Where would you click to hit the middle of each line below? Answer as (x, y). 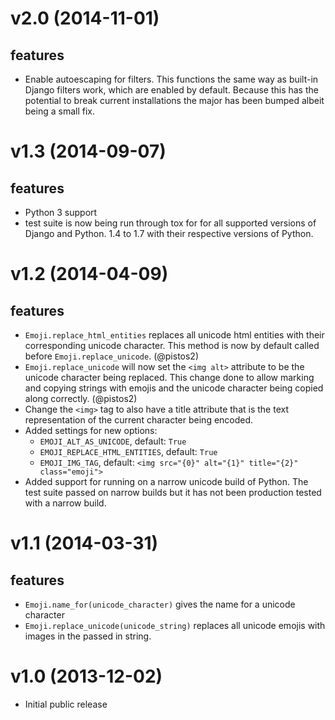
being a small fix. (59, 111)
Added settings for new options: (91, 430)
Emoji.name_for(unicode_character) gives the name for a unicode (160, 604)
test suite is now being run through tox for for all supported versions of (170, 223)
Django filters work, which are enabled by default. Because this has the (171, 90)
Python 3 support (61, 212)
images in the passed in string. (88, 636)
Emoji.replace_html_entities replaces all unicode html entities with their (174, 335)
